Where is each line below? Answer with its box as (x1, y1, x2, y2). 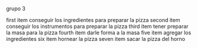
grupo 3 (6, 5, 25, 12)
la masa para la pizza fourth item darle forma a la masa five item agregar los (6, 29, 191, 36)
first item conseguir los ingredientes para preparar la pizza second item (6, 17, 180, 23)
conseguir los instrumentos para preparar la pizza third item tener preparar (6, 23, 189, 30)
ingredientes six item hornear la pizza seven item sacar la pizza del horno (6, 36, 185, 42)
